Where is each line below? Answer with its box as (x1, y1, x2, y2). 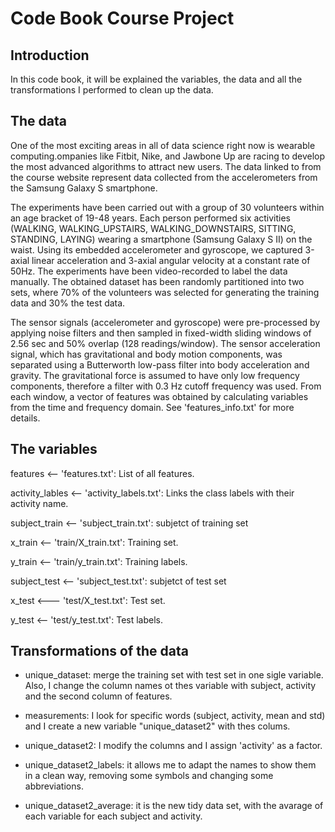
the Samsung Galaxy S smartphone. (10, 182, 158, 194)
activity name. (10, 497, 69, 509)
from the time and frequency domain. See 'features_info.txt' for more (10, 401, 295, 413)
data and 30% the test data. (10, 297, 126, 309)
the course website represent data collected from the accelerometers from (10, 171, 318, 183)
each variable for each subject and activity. (24, 810, 203, 822)
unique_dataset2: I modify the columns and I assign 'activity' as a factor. (24, 740, 323, 752)
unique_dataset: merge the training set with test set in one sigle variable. (24, 669, 324, 681)
